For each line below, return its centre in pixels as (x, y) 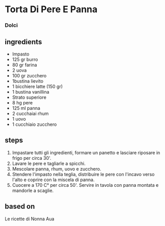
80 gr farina (24, 65)
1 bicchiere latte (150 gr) (37, 86)
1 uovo (19, 119)
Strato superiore (29, 97)
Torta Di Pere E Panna (51, 9)
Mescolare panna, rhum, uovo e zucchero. (57, 168)
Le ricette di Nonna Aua (30, 219)
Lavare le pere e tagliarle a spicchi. (49, 163)
